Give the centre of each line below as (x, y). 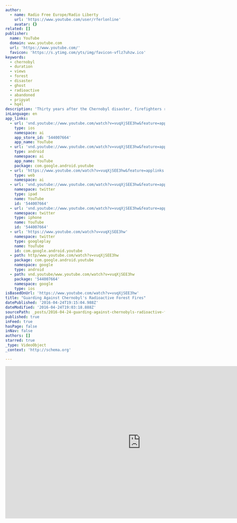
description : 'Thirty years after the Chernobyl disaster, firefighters (84, 109)
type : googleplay (33, 241)
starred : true (20, 341)
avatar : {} (26, 24)
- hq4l (17, 105)
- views (18, 72)
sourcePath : (18, 312)
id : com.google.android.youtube (48, 251)
